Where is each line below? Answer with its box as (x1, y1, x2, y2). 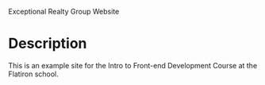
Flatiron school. (8, 69, 60, 79)
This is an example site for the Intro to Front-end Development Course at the (8, 60, 258, 70)
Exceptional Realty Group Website (8, 7, 120, 16)
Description (8, 35, 87, 52)
